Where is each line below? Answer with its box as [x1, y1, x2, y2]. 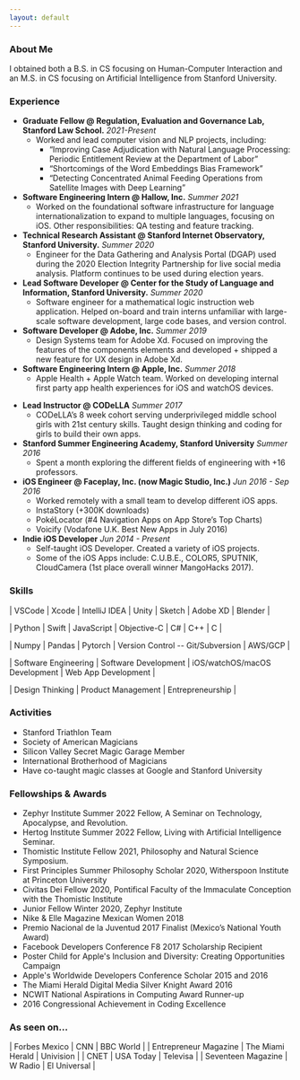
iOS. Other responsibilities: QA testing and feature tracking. [35, 221, 254, 232]
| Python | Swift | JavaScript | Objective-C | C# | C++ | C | [9, 622, 222, 633]
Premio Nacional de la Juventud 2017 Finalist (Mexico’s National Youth [21, 922, 282, 934]
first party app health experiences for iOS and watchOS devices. [35, 382, 274, 393]
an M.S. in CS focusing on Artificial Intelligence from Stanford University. [9, 73, 278, 83]
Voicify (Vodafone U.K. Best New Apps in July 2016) [35, 524, 228, 535]
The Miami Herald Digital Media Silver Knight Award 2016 [21, 979, 233, 990]
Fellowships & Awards [9, 787, 107, 800]
